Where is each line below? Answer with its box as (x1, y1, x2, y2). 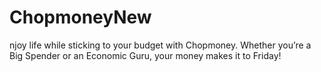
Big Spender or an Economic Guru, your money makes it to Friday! (9, 49, 282, 61)
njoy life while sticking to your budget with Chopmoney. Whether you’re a (9, 39, 312, 51)
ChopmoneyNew (9, 6, 152, 29)
